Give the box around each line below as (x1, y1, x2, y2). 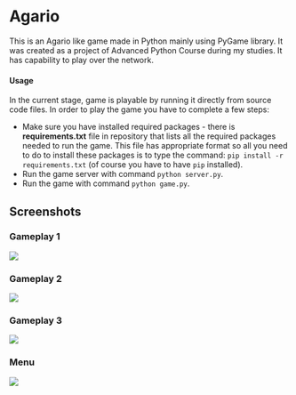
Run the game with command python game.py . (21, 178, 190, 189)
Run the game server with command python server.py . (21, 169, 224, 180)
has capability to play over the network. (9, 54, 154, 65)
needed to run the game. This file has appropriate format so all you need (21, 141, 288, 151)
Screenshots (9, 204, 82, 219)
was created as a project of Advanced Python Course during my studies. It (9, 44, 283, 55)
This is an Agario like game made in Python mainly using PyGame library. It (9, 36, 284, 46)
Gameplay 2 (9, 272, 62, 285)
